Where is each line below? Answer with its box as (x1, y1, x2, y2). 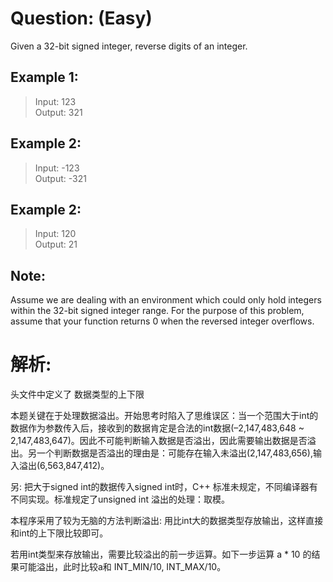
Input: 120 (34, 228, 77, 240)
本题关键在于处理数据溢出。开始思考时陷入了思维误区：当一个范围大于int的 (10, 410, 319, 422)
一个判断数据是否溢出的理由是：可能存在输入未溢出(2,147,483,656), (36, 447, 313, 459)
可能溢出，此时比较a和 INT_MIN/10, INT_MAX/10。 (18, 561, 227, 573)
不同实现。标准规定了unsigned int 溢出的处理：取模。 (10, 493, 231, 506)
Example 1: (10, 69, 79, 86)
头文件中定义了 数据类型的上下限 (10, 388, 145, 401)
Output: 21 (34, 238, 78, 251)
